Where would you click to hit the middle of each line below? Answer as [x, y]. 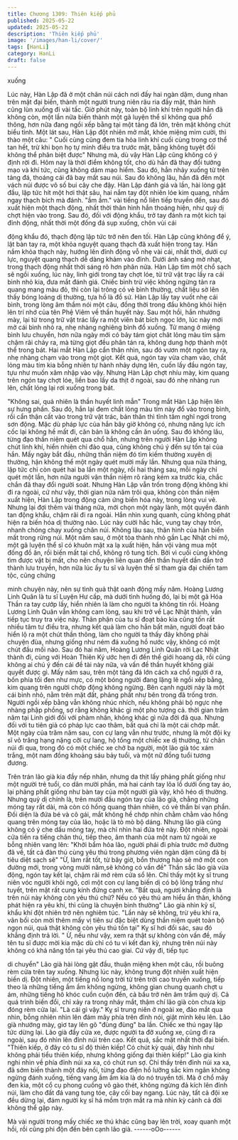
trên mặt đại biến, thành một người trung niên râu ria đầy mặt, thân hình [112, 102]
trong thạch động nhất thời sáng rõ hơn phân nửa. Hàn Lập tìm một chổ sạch [119, 267]
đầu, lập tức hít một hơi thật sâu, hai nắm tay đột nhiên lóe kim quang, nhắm [118, 192]
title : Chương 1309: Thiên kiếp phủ [61, 14]
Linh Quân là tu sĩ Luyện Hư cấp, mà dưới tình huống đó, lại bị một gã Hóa [115, 596]
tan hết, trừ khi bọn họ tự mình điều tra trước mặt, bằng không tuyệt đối [112, 147]
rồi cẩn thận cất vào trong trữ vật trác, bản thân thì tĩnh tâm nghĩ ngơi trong [117, 416]
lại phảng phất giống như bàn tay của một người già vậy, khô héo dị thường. [118, 792]
